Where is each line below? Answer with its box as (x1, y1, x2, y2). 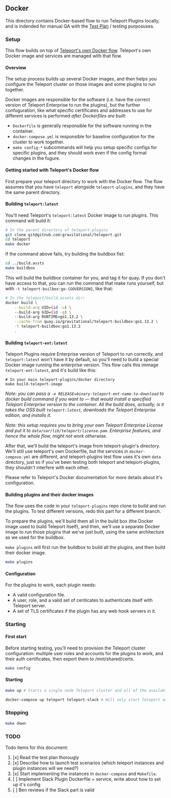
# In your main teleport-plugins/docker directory (5, 377, 115, 382)
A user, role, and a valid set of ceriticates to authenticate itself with (12, 597, 153, 604)
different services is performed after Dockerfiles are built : (5, 113, 126, 119)
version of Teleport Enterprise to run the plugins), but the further (5, 102, 141, 108)
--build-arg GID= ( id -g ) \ (14, 310, 72, 315)
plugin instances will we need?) (12, 765, 79, 771)
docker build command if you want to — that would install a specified (5, 396, 152, 402)
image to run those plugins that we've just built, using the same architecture (5, 529, 164, 535)
